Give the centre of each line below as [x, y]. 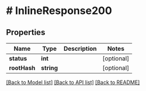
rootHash [22, 68]
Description [80, 49]
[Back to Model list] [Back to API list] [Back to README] [73, 82]
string [49, 68]
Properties [26, 32]
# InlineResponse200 [59, 11]
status [18, 58]
